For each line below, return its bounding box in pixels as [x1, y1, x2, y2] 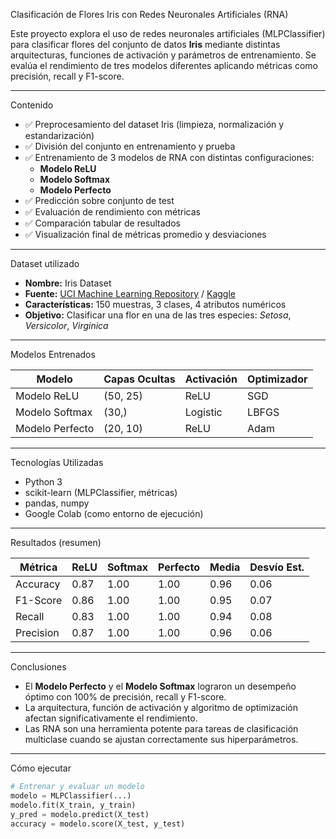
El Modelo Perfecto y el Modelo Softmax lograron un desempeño [24, 680, 297, 692]
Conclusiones [10, 661, 67, 673]
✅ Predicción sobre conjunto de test [24, 195, 175, 206]
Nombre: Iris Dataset [24, 277, 112, 289]
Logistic [184, 405, 223, 419]
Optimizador [247, 372, 308, 386]
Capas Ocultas [103, 372, 176, 386]
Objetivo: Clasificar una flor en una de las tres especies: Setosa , [24, 309, 292, 321]
